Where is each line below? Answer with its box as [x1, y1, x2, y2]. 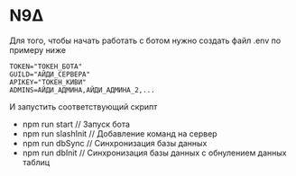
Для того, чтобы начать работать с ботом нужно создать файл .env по [9, 35, 282, 46]
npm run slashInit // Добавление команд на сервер [22, 128, 218, 139]
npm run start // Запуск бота [22, 119, 131, 129]
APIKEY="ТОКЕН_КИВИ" [9, 77, 88, 86]
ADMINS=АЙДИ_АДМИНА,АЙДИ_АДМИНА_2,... [9, 85, 155, 94]
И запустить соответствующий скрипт [9, 101, 158, 112]
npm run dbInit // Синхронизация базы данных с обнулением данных [22, 147, 287, 158]
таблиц [22, 156, 51, 167]
